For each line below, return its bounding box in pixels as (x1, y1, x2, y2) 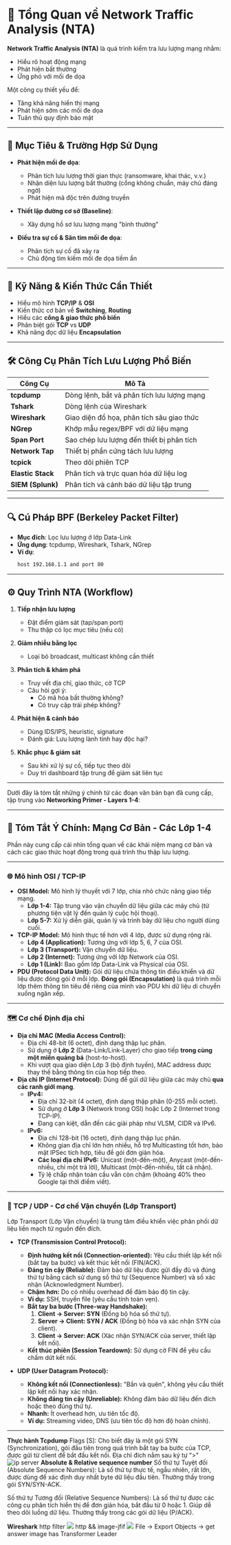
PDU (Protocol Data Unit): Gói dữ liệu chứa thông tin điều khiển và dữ (16, 967, 214, 975)
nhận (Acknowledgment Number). (27, 1280, 124, 1288)
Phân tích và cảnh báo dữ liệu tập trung (65, 480, 192, 490)
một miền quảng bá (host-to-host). (27, 1053, 127, 1062)
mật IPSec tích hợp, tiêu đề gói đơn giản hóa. (37, 1149, 165, 1157)
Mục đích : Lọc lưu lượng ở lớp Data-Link (16, 533, 132, 541)
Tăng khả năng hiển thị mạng (16, 98, 100, 107)
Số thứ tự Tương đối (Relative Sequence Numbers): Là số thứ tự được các (7, 1493, 214, 1502)
